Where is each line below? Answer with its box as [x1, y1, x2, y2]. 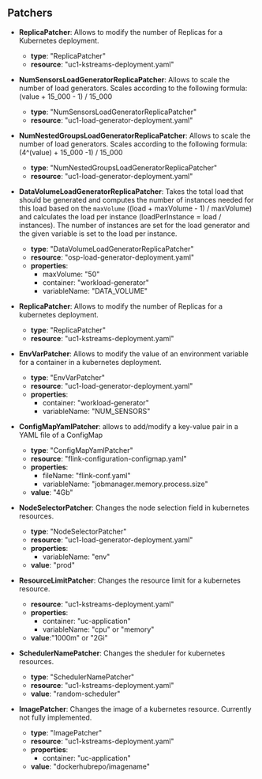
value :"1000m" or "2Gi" [30, 633, 108, 642]
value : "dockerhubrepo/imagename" [30, 762, 151, 771]
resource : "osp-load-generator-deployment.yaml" [30, 253, 195, 262]
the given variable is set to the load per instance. [18, 229, 178, 238]
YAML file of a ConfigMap [18, 430, 103, 439]
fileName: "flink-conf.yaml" [42, 470, 131, 480]
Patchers [7, 6, 53, 20]
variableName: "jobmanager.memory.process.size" [42, 479, 208, 488]
